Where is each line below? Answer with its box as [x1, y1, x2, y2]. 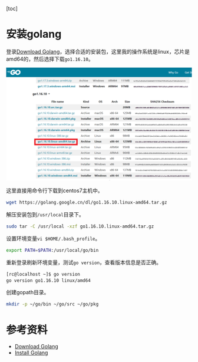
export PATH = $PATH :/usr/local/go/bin [6, 247, 99, 253]
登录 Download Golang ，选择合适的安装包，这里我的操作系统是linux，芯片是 [6, 48, 190, 55]
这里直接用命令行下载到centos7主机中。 [6, 187, 103, 194]
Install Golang [14, 349, 48, 356]
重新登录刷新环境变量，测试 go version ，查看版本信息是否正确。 [6, 259, 162, 266]
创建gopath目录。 [6, 289, 49, 296]
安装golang [6, 28, 62, 41]
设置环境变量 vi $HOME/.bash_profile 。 [6, 235, 101, 242]
